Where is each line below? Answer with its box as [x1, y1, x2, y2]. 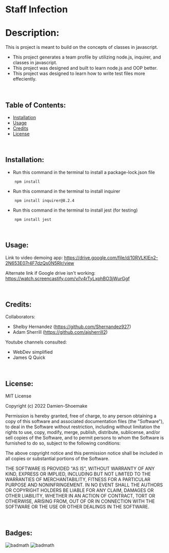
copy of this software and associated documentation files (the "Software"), [5, 418, 164, 425]
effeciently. [12, 76, 37, 82]
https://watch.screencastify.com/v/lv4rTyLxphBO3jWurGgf [5, 275, 130, 281]
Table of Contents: [5, 101, 66, 109]
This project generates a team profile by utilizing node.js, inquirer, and [12, 54, 161, 60]
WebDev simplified [12, 349, 53, 355]
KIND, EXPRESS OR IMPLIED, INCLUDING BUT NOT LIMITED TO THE [5, 471, 151, 477]
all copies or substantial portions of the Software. [5, 455, 109, 462]
